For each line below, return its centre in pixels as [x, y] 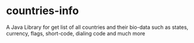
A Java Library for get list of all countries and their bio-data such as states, [97, 27]
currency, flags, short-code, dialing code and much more [76, 33]
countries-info [43, 11]
